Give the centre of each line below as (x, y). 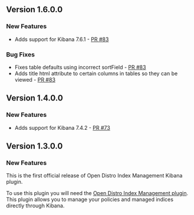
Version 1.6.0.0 (34, 10)
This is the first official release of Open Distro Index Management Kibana (94, 176)
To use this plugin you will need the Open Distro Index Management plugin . (97, 193)
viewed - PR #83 (35, 79)
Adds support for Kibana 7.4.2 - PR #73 (62, 127)
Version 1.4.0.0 (34, 98)
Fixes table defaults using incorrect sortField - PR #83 (80, 67)
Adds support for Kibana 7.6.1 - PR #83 (62, 39)
